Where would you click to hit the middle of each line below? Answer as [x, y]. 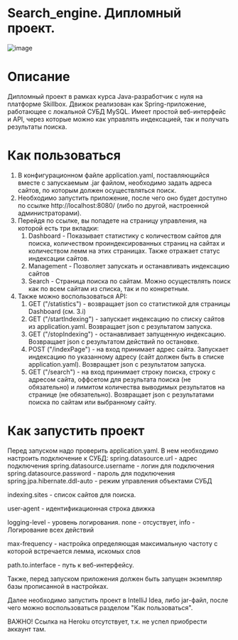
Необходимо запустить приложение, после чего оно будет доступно [122, 198]
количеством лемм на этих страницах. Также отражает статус [124, 251]
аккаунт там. [27, 629]
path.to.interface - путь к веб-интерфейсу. [71, 565]
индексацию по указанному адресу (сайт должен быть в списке [126, 357]
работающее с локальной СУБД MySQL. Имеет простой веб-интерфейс [117, 111]
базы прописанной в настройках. [58, 586]
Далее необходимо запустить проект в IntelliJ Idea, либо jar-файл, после [118, 600]
